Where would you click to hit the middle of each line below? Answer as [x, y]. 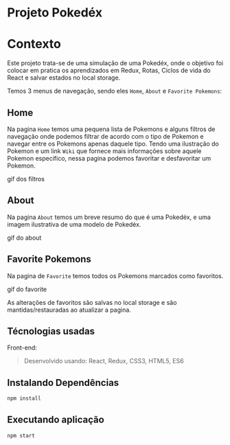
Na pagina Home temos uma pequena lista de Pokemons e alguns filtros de [111, 129]
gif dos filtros [26, 179]
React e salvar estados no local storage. [64, 78]
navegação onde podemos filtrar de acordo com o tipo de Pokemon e [105, 136]
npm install [24, 399]
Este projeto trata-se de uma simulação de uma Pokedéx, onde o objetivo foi [115, 63]
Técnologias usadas [51, 331]
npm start [21, 435]
